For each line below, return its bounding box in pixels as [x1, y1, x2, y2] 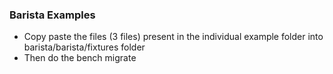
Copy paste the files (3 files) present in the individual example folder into [23, 31, 324, 43]
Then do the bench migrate [23, 52, 137, 64]
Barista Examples [9, 8, 96, 22]
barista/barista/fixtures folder [23, 41, 146, 53]
